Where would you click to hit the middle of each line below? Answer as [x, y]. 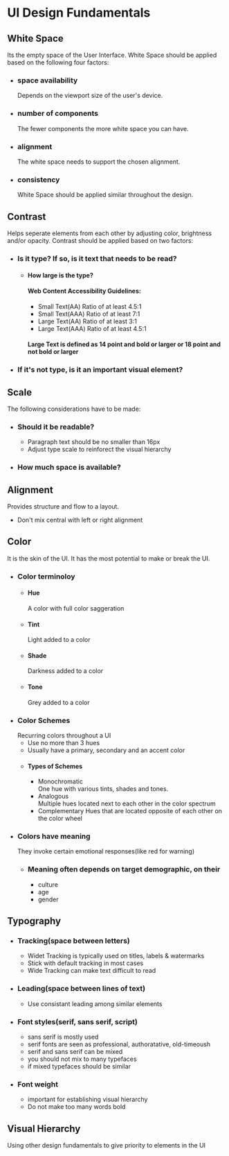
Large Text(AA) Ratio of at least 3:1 [87, 321]
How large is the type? [60, 275]
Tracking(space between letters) [73, 941]
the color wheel [60, 818]
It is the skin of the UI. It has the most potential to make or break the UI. [109, 558]
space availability [47, 80]
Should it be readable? [56, 427]
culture [48, 884]
